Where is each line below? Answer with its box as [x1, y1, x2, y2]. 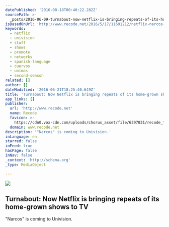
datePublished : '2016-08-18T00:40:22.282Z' [5, 7, 98, 13]
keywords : [5, 26, 26, 31]
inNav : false [5, 153, 33, 158]
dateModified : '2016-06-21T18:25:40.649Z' [5, 87, 96, 92]
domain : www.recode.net [10, 125, 59, 130]
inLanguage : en [5, 134, 37, 139]
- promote [10, 49, 30, 54]
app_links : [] [5, 96, 35, 101]
